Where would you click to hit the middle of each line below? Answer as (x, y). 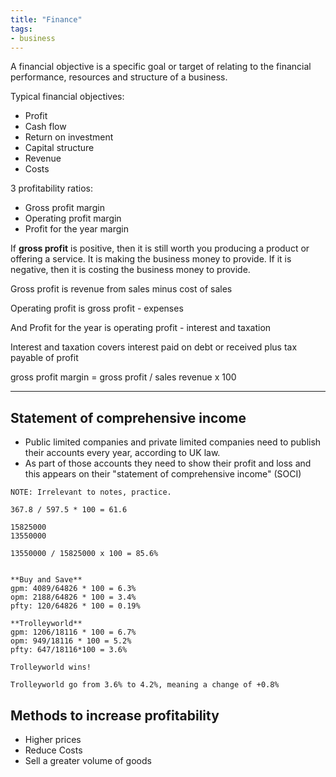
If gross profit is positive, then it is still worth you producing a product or (160, 248)
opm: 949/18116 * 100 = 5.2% (71, 641)
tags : (21, 29)
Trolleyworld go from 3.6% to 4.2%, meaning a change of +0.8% (145, 685)
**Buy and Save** (46, 580)
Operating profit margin (73, 218)
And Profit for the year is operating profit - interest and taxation (141, 328)
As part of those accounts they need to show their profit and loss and (168, 463)
